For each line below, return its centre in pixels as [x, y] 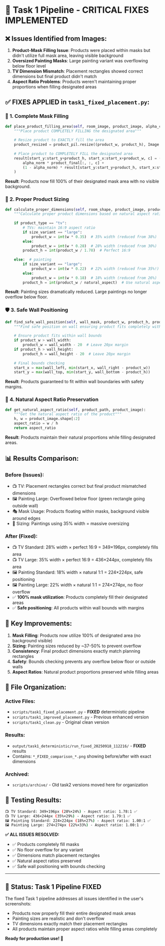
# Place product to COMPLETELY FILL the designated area [73, 154]
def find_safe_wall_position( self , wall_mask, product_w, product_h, [78, 322]
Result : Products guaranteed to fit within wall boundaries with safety [74, 382]
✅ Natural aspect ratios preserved [47, 861]
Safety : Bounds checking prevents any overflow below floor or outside [84, 661]
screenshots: [18, 904]
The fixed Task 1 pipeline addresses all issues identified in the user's [74, 899]
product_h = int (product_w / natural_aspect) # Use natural [87, 282]
